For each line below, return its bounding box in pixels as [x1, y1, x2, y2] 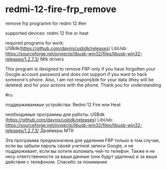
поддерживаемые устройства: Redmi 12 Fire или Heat [5, 101, 121, 107]
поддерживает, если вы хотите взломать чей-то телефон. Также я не [5, 148, 155, 154]
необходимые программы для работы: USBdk [5, 111, 105, 117]
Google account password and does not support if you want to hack [5, 71, 148, 77]
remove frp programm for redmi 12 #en [5, 20, 87, 26]
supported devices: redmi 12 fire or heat [5, 30, 89, 36]
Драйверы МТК [40, 127, 74, 134]
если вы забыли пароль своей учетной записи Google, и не [5, 143, 134, 149]
